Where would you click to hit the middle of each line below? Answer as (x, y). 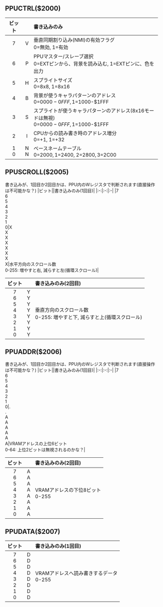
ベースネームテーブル (57, 148)
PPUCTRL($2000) (33, 9)
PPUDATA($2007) (33, 531)
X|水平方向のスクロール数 (31, 264)
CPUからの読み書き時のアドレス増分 (75, 133)
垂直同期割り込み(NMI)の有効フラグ (74, 40)
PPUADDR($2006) (33, 352)
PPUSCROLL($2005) (37, 172)
